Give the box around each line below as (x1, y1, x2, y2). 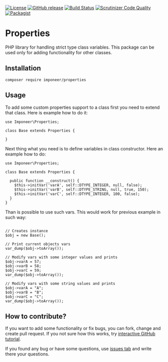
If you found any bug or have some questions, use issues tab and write (5, 346, 152, 352)
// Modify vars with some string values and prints (5, 281, 115, 286)
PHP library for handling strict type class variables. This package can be (5, 44, 154, 50)
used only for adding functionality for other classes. (5, 49, 112, 55)
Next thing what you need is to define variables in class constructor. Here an (5, 145, 163, 151)
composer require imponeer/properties (5, 77, 86, 82)
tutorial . (5, 336, 21, 342)
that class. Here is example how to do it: (5, 109, 88, 115)
